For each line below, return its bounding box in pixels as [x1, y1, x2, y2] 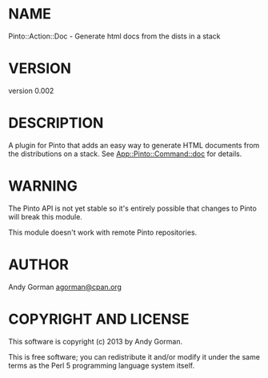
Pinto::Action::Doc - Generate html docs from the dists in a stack [8, 31, 222, 41]
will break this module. [8, 211, 82, 221]
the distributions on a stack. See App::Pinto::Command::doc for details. [8, 149, 242, 159]
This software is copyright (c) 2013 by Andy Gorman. [8, 336, 182, 346]
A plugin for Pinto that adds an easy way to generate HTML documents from [8, 140, 260, 150]
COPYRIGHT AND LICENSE [8, 310, 190, 328]
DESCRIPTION [8, 114, 104, 132]
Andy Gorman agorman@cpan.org [8, 282, 122, 292]
